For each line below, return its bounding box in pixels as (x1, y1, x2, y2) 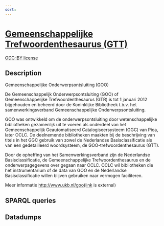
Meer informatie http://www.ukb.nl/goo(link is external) (5, 182, 116, 188)
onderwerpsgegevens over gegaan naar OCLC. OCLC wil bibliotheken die (5, 162, 153, 168)
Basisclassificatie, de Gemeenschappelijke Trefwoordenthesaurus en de (5, 157, 151, 163)
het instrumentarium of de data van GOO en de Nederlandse (5, 167, 127, 174)
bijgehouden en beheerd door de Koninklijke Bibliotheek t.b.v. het (5, 102, 137, 108)
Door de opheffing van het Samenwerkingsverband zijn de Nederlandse (5, 152, 150, 158)
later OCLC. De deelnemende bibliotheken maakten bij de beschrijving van (5, 132, 155, 138)
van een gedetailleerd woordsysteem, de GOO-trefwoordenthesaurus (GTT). (5, 142, 160, 148)
